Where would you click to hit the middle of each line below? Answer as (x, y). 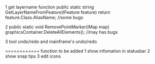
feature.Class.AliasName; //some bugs (44, 17)
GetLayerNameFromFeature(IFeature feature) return (58, 12)
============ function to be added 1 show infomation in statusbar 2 (77, 51)
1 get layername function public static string (50, 7)
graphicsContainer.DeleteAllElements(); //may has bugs (61, 32)
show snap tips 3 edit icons (33, 56)
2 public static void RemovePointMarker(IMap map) (57, 27)
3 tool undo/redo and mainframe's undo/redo (51, 42)
